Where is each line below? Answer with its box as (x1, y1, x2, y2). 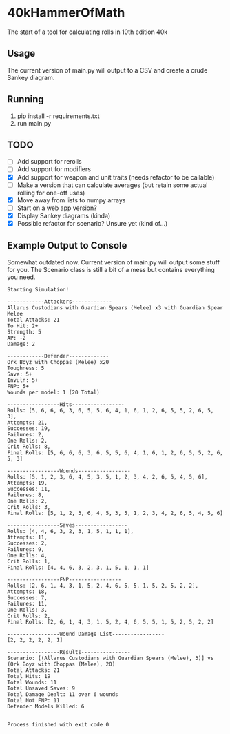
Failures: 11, (7, 600, 48, 607)
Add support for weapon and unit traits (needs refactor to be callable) (17, 173, 215, 181)
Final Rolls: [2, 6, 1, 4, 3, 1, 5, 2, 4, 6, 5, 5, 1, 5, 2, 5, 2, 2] (7, 618, 214, 626)
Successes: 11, (7, 485, 51, 492)
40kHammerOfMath (7, 5, 125, 21)
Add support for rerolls (17, 157, 82, 166)
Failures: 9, (7, 545, 45, 553)
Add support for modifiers (17, 165, 92, 173)
